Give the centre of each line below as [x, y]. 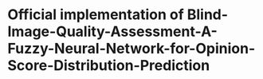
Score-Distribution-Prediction [109, 66]
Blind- [208, 15]
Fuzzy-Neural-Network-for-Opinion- [131, 49]
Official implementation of [96, 15]
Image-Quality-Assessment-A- [113, 32]
